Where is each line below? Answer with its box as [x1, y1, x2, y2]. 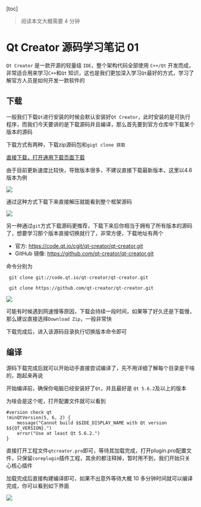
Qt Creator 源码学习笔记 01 [6, 41, 139, 55]
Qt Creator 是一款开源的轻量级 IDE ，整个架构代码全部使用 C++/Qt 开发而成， [6, 61, 194, 68]
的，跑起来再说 [6, 372, 43, 379]
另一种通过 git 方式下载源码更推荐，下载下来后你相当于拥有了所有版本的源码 [6, 222, 193, 229]
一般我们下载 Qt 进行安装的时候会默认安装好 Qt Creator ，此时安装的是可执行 [6, 113, 190, 120]
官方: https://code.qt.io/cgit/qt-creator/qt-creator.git [14, 242, 144, 249]
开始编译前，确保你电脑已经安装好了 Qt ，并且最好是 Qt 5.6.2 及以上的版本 [6, 384, 187, 392]
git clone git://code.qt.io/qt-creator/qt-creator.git [8, 275, 148, 281]
